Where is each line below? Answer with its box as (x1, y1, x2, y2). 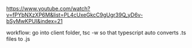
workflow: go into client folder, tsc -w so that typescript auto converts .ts (6, 29, 187, 36)
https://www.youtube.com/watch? (6, 5, 91, 12)
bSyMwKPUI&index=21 (6, 18, 63, 24)
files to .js (6, 36, 31, 42)
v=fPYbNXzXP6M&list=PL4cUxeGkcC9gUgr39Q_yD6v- (6, 11, 143, 18)
